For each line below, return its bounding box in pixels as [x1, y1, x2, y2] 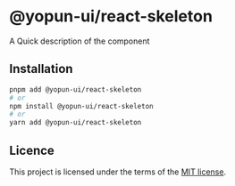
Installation [9, 61, 73, 77]
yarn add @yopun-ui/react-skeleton [9, 118, 142, 127]
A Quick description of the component [9, 36, 150, 46]
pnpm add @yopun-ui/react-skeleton [9, 85, 142, 94]
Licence [9, 142, 55, 158]
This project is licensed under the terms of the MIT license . [9, 166, 226, 177]
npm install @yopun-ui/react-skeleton [9, 101, 154, 110]
